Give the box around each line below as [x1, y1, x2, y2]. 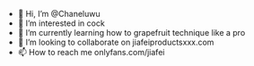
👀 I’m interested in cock [17, 18, 105, 29]
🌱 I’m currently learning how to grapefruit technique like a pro [17, 28, 246, 37]
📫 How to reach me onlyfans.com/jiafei [17, 47, 165, 57]
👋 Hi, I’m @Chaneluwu [17, 9, 101, 19]
